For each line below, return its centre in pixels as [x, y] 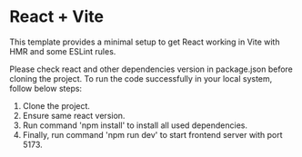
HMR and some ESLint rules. [63, 51]
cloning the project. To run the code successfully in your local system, [141, 78]
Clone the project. [56, 105]
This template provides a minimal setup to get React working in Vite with [145, 42]
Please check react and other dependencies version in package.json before [151, 69]
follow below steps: [46, 88]
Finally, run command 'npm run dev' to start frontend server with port [153, 134]
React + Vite [57, 17]
